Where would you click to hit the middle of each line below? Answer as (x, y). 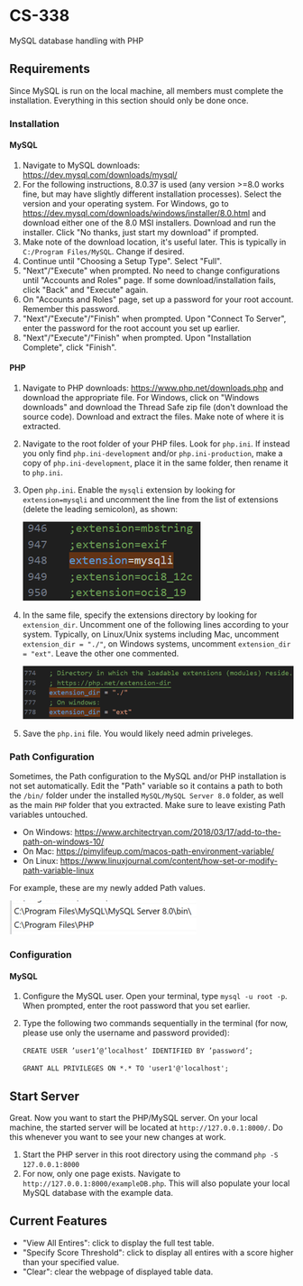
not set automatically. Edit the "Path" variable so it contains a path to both (146, 785)
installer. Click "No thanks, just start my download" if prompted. (140, 232)
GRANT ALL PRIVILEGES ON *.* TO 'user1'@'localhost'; (125, 1069)
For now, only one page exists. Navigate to (101, 1173)
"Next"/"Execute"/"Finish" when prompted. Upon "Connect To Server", (154, 318)
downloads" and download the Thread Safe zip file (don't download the (155, 408)
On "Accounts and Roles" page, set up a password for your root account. (158, 299)
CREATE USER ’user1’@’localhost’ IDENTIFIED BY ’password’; (138, 1052)
